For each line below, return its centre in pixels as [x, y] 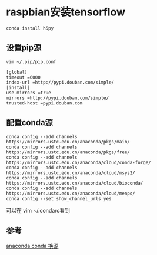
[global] [17, 72]
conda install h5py [30, 28]
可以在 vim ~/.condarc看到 [38, 210]
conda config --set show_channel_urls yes [59, 198]
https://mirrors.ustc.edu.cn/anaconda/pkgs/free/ [68, 152]
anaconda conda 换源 [32, 246]
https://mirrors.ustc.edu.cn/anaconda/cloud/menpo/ [71, 193]
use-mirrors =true [29, 93]
